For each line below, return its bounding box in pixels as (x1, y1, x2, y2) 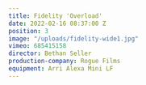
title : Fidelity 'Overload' (8, 11, 103, 20)
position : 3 (8, 27, 48, 35)
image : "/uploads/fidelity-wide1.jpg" (8, 34, 139, 43)
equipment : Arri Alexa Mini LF (8, 65, 114, 73)
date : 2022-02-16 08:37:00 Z (8, 19, 106, 28)
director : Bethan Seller (8, 49, 92, 57)
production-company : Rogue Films (8, 57, 121, 66)
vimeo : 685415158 (8, 42, 67, 50)
